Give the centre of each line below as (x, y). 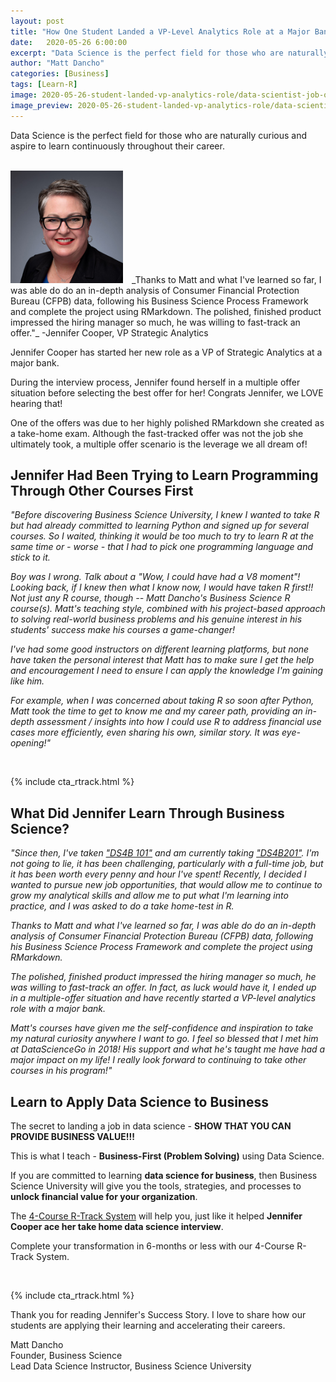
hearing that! (36, 403)
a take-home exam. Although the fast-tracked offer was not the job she (157, 433)
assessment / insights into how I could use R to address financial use (179, 722)
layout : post (37, 21)
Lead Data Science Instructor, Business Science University (131, 1366)
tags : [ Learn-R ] (44, 85)
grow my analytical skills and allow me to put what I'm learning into (149, 896)
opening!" (31, 743)
